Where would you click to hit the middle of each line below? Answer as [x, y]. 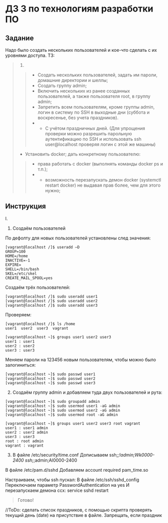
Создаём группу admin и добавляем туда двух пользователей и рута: [87, 392]
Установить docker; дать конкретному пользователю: [83, 154]
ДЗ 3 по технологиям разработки [79, 9]
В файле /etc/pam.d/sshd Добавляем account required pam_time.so [77, 470]
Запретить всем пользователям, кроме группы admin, [96, 107]
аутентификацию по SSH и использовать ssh [93, 139]
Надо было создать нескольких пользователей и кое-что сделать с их [81, 50]
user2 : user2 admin [27, 432]
